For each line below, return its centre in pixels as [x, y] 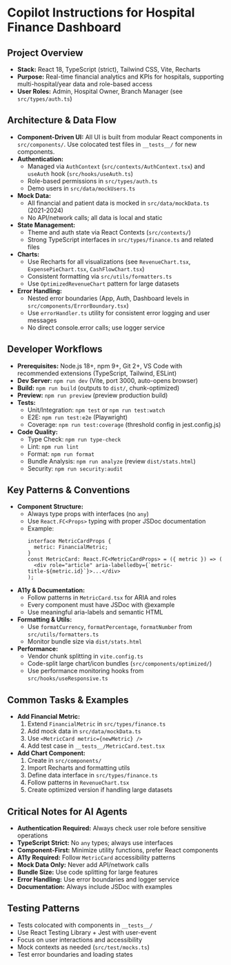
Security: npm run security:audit [75, 468]
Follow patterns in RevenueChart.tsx [78, 783]
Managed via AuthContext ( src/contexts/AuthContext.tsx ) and [116, 166]
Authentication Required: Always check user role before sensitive [112, 828]
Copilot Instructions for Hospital [101, 13]
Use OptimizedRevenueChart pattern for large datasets [103, 283]
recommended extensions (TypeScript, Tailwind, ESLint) [97, 373]
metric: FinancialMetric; [71, 547]
